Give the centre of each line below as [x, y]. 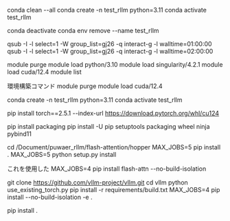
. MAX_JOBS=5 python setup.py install [62, 155]
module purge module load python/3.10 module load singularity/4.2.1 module [115, 64]
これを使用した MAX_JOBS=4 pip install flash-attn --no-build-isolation [107, 169]
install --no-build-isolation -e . [50, 197]
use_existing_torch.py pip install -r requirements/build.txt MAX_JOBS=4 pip [114, 190]
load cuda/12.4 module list [45, 72]
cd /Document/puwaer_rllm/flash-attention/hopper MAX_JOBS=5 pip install [114, 147]
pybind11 [20, 134]
